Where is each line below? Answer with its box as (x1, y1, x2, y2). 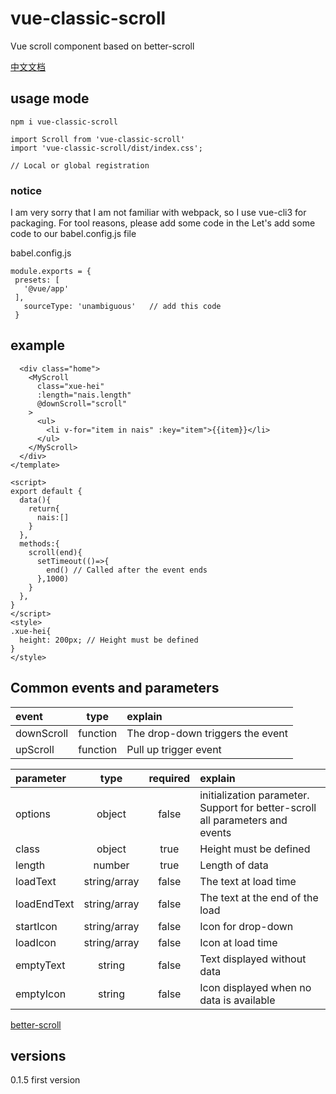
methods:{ (19, 538, 60, 549)
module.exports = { (10, 267, 92, 277)
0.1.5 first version (10, 1074, 81, 1086)
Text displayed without (199, 952, 307, 966)
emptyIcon (15, 987, 67, 1001)
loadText (15, 874, 57, 888)
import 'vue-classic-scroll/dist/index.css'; (10, 143, 203, 153)
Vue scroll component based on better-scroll (10, 40, 195, 52)
